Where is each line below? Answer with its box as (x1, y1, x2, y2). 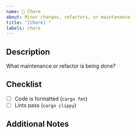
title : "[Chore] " (6, 19, 51, 25)
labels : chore (6, 25, 41, 31)
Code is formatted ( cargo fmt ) (14, 95, 88, 102)
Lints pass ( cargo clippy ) (14, 101, 77, 109)
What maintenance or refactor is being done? (6, 62, 116, 69)
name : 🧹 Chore (6, 8, 41, 15)
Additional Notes (6, 119, 69, 129)
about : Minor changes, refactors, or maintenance (6, 14, 131, 20)
